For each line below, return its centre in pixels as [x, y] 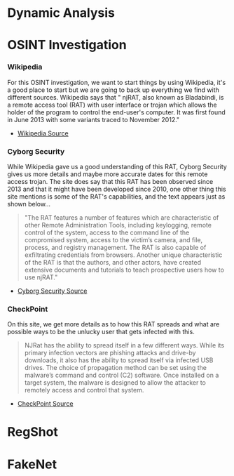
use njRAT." [41, 277]
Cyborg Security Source [52, 291]
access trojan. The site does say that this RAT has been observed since [110, 181]
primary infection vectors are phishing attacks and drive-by [110, 353]
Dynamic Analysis [61, 13]
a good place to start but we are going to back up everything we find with [113, 90]
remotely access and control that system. [84, 390]
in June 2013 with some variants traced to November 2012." [94, 119]
